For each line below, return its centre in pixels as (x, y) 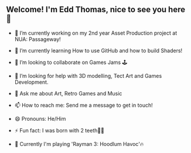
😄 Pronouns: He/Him (40, 118)
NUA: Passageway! (38, 39)
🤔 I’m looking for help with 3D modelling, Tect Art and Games (88, 76)
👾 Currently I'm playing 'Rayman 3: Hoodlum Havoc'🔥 (79, 144)
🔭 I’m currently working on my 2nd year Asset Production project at (96, 33)
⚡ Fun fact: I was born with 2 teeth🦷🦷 (59, 130)
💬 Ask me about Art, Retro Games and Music (68, 93)
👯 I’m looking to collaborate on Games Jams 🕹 (71, 62)
